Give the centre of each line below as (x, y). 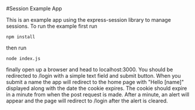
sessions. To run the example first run (52, 26)
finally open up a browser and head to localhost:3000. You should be (90, 69)
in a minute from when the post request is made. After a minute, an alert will (98, 94)
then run (16, 48)
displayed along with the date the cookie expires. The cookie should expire (97, 88)
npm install (21, 37)
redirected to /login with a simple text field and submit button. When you (93, 76)
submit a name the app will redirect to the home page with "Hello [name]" (95, 82)
